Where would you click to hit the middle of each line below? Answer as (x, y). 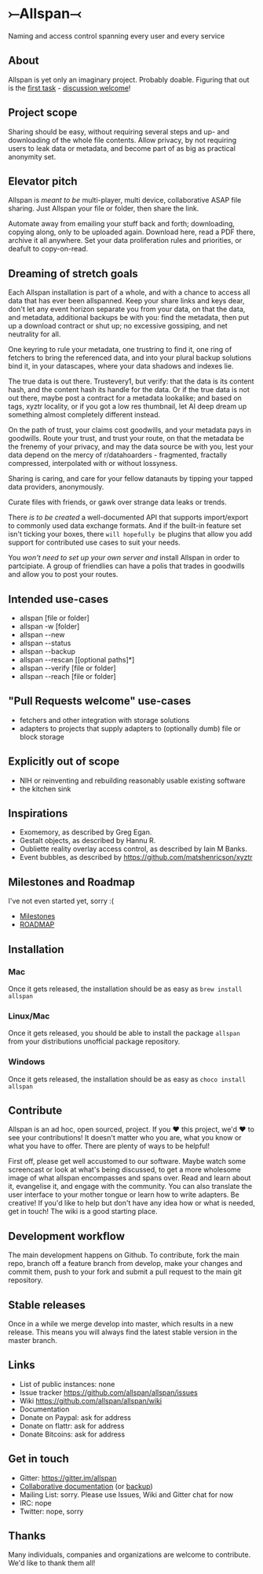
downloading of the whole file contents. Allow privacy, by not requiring (122, 140)
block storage (42, 736)
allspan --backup (47, 651)
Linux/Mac (29, 1016)
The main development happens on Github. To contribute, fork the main (124, 1255)
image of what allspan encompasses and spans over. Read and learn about (130, 1178)
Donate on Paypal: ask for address (75, 1417)
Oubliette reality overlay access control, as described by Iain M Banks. (133, 849)
